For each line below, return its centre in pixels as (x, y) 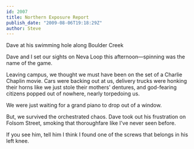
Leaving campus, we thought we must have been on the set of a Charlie (94, 74)
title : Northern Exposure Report (48, 17)
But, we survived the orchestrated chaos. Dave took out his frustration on (96, 117)
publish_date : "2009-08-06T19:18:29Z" (54, 23)
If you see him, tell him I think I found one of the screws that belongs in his (97, 135)
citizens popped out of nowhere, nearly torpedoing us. (73, 94)
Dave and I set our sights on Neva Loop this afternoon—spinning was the (96, 57)
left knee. (18, 141)
